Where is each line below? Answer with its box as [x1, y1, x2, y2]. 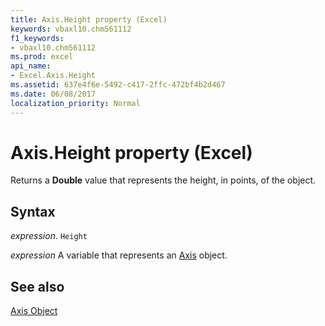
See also [10, 278, 65, 295]
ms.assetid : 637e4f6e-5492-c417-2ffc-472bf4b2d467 [10, 80, 226, 90]
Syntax [10, 203, 56, 220]
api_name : [10, 61, 52, 71]
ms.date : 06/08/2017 [10, 89, 97, 99]
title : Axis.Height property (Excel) [10, 14, 168, 25]
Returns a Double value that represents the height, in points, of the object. [10, 174, 317, 186]
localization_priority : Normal [10, 98, 141, 108]
